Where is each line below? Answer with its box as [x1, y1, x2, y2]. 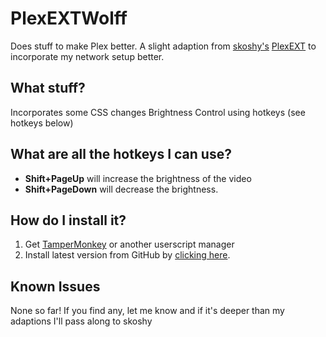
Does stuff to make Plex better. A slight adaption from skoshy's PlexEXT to [10, 40, 317, 52]
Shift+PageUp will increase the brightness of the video [24, 172, 252, 184]
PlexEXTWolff [10, 7, 128, 30]
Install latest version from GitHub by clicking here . [24, 249, 231, 261]
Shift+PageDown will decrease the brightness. [24, 183, 219, 195]
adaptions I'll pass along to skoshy [10, 315, 153, 327]
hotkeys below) [10, 117, 74, 129]
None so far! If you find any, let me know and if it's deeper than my [10, 305, 285, 317]
